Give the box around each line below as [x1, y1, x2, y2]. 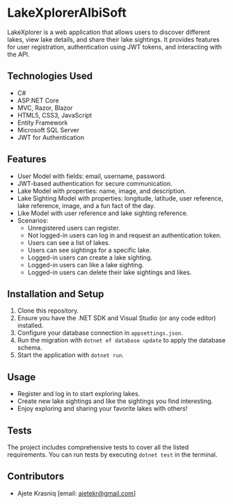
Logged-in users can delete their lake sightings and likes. [27, 268, 192, 276]
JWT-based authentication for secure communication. [17, 179, 172, 187]
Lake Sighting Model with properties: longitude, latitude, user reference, [17, 194, 224, 203]
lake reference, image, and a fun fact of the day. [17, 201, 155, 210]
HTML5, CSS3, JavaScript [17, 111, 93, 119]
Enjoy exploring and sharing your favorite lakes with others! [17, 404, 188, 413]
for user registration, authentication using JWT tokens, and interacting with [7, 42, 223, 51]
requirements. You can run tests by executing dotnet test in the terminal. [7, 450, 218, 459]
